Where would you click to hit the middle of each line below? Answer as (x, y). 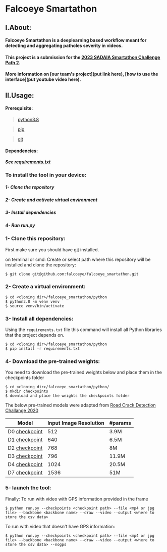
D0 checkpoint (25, 432)
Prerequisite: (19, 108)
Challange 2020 (22, 410)
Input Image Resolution (76, 423)
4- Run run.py (20, 225)
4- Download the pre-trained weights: (52, 361)
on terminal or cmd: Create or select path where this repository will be (78, 259)
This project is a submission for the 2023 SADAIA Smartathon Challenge (83, 57)
